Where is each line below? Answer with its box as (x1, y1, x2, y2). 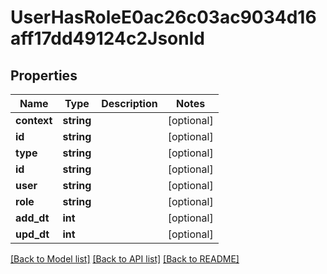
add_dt (15, 211, 50, 225)
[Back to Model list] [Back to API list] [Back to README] (10, 253, 240, 265)
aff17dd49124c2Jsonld (10, 27, 205, 50)
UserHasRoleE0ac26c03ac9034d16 (10, 6, 317, 29)
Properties (10, 67, 78, 84)
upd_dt (15, 227, 50, 241)
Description (101, 97, 158, 110)
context (15, 114, 53, 127)
